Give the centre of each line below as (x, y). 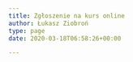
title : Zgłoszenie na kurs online (67, 16)
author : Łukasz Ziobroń (49, 23)
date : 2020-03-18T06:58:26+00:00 (65, 38)
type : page (27, 31)
